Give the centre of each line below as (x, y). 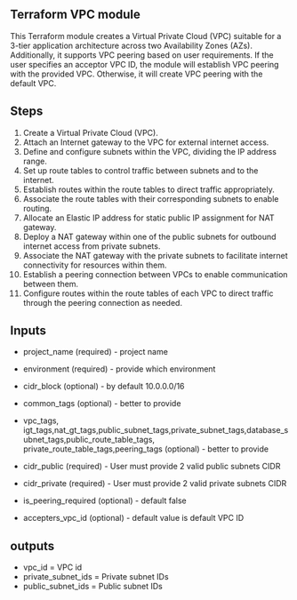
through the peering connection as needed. (103, 302)
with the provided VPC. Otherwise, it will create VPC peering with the (136, 74)
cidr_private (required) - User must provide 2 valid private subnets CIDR (155, 484)
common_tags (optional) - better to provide (102, 404)
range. (35, 161)
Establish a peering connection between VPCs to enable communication (155, 274)
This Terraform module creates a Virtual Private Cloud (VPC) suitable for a (146, 36)
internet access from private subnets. (92, 246)
